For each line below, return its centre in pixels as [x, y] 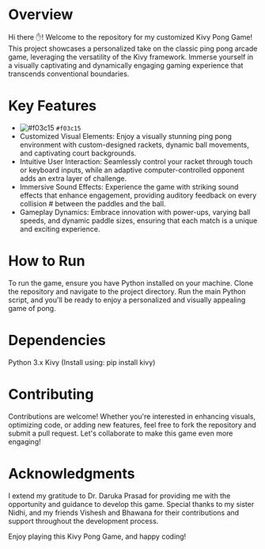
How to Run [47, 261]
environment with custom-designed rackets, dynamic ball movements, [134, 144]
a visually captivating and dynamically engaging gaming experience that [126, 65]
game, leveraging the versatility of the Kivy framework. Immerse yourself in [131, 56]
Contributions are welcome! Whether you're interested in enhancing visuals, [132, 416]
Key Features [53, 106]
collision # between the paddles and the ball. [93, 203]
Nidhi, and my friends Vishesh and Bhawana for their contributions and [124, 513]
